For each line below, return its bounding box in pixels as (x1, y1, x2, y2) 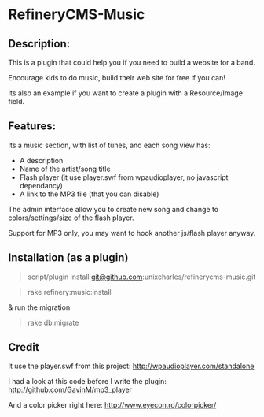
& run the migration (8, 302, 71, 312)
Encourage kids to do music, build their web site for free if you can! (8, 73, 225, 82)
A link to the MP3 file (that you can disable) (19, 189, 159, 199)
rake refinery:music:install (27, 287, 112, 296)
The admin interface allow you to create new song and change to (8, 204, 219, 214)
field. (8, 97, 25, 106)
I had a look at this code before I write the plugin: (8, 377, 167, 386)
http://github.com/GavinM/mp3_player (8, 385, 132, 395)
